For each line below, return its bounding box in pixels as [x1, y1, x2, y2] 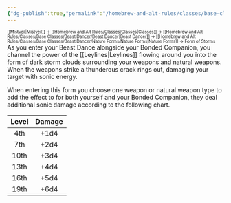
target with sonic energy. [7, 72, 78, 81]
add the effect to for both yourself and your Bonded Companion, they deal [7, 93, 218, 101]
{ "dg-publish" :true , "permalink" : [7, 10, 103, 17]
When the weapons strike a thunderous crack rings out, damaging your [7, 65, 209, 73]
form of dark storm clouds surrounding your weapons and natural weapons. [7, 58, 222, 66]
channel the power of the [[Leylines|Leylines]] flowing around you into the [7, 50, 217, 58]
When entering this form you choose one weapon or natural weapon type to [7, 85, 222, 94]
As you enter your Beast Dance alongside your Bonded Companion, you [7, 43, 211, 52]
